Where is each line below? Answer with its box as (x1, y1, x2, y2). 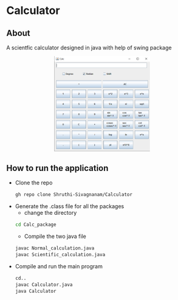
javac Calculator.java (15, 281, 73, 288)
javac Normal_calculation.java (15, 245, 95, 251)
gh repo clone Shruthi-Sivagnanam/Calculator (15, 192, 132, 198)
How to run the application (6, 162, 109, 173)
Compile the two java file (24, 232, 86, 240)
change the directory (24, 209, 77, 217)
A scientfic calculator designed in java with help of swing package (6, 44, 172, 51)
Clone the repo (15, 179, 53, 186)
